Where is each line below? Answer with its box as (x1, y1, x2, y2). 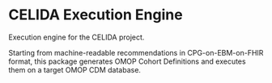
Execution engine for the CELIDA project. (8, 32, 145, 42)
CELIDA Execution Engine (8, 6, 184, 24)
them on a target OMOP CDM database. (8, 64, 142, 74)
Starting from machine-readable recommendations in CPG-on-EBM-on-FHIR (8, 48, 264, 57)
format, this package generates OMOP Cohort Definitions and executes (8, 56, 246, 66)
